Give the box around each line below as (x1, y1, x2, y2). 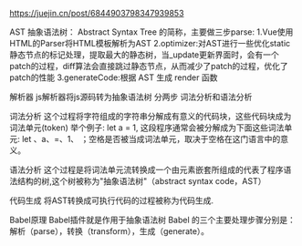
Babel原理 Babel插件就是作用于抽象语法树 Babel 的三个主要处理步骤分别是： (9, 214, 297, 225)
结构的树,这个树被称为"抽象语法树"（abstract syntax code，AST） (16, 176, 266, 186)
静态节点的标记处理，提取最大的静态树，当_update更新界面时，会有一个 (9, 49, 280, 60)
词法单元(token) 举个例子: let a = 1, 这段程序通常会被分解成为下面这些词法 (9, 122, 285, 133)
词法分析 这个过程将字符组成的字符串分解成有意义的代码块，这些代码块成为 (9, 111, 292, 121)
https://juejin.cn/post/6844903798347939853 (9, 8, 184, 18)
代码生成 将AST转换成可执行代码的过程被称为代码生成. (9, 195, 214, 206)
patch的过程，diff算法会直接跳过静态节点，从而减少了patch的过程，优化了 (9, 61, 289, 71)
